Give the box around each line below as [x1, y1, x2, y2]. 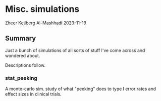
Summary [5, 34, 36, 43]
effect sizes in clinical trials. [5, 91, 62, 97]
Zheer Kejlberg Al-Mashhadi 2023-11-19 [5, 20, 87, 26]
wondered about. [5, 52, 41, 58]
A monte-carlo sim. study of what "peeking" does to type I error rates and [5, 86, 156, 92]
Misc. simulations [5, 3, 80, 15]
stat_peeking [5, 74, 38, 81]
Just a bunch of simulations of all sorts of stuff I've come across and [5, 47, 145, 53]
